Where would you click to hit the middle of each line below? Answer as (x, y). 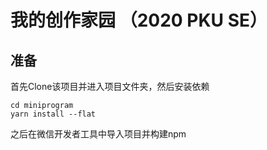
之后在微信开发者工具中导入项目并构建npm (98, 134)
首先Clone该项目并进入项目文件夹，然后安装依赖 (110, 86)
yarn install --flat (53, 114)
